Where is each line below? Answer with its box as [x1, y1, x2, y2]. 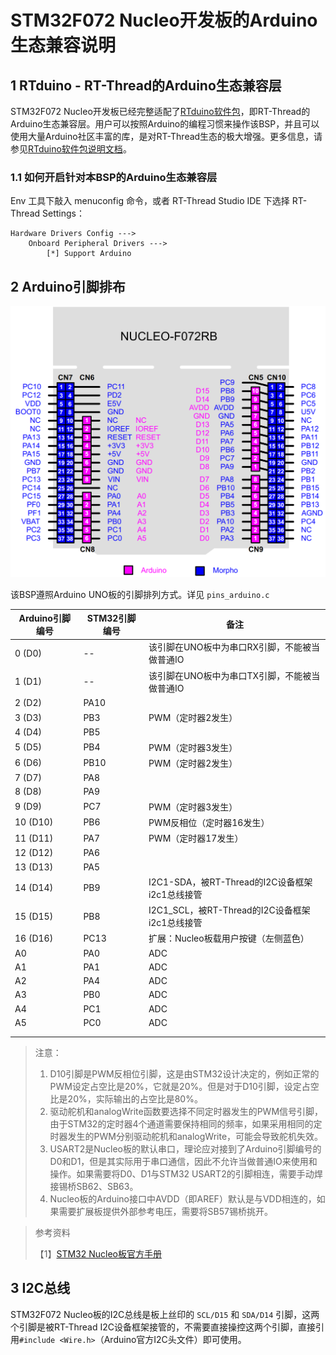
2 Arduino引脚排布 [10, 278, 126, 295]
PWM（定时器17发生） [148, 832, 244, 845]
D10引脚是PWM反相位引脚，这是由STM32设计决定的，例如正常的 [49, 1067, 320, 1080]
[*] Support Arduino [46, 249, 132, 259]
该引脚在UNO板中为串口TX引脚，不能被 [148, 669, 312, 681]
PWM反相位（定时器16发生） [148, 816, 270, 828]
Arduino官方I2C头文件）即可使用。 [103, 1333, 247, 1345]
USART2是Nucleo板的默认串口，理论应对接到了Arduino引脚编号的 [49, 1142, 322, 1155]
